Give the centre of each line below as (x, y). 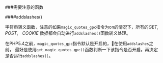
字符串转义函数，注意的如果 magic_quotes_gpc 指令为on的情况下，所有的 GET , (82, 27)
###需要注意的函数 (24, 7)
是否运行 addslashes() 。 (29, 56)
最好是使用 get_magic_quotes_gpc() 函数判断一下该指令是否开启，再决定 (86, 50)
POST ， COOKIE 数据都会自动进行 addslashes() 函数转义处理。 (68, 33)
